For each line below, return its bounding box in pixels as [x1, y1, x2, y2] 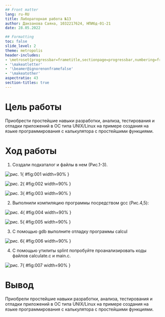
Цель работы [5, 101, 62, 112]
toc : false [5, 39, 27, 44]
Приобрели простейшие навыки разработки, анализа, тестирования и [5, 296, 153, 302]
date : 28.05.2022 [5, 26, 41, 31]
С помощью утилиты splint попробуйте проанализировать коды [12, 247, 147, 254]
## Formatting [5, 34, 34, 39]
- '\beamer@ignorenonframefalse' [5, 66, 74, 71]
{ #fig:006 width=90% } [23, 238, 71, 244]
